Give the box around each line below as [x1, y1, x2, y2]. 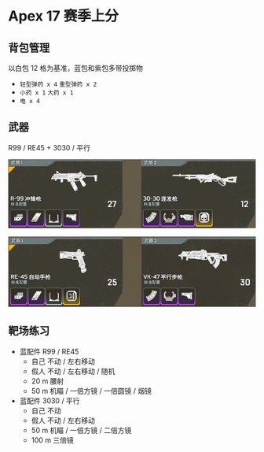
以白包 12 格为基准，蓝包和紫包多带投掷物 [8, 64, 144, 72]
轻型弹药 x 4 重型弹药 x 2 [19, 80, 97, 88]
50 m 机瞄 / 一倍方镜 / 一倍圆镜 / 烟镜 [31, 386, 152, 395]
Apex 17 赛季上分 [8, 7, 119, 25]
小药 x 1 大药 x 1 [19, 89, 74, 97]
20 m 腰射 [31, 376, 64, 386]
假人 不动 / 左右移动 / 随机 [31, 366, 115, 376]
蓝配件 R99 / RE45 [19, 346, 79, 356]
